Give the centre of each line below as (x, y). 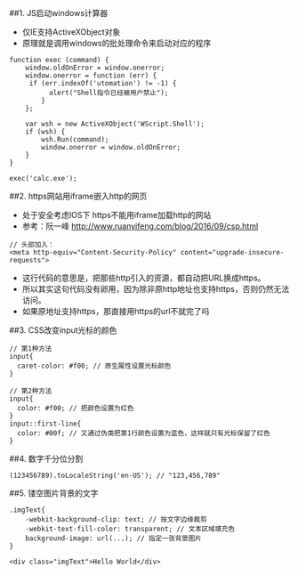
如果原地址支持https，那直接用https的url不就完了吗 (116, 311)
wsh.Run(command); (75, 140)
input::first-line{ (45, 424)
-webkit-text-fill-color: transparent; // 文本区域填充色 (130, 529)
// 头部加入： (32, 245)
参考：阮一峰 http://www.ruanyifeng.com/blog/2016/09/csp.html (140, 226)
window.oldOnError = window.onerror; (95, 68)
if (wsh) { (45, 132)
